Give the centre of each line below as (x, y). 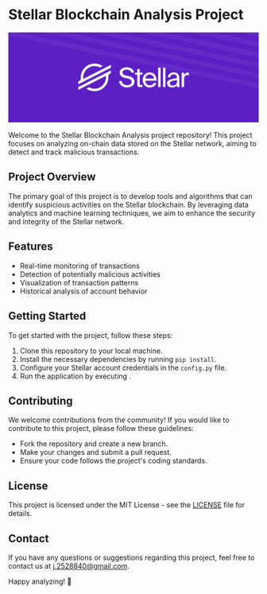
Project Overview (52, 177)
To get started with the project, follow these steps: (91, 335)
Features (31, 247)
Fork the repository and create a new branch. (94, 444)
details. (20, 514)
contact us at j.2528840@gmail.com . (69, 565)
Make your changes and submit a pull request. (96, 452)
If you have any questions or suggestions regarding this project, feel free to (132, 557)
